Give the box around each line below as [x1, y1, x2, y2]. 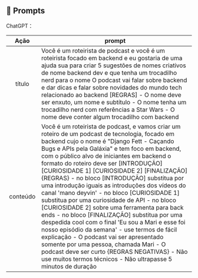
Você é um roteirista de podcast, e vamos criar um [41, 122, 181, 130]
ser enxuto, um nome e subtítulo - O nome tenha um [41, 98, 187, 106]
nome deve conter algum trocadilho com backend [41, 112, 179, 121]
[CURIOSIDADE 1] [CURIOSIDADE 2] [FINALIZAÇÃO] [41, 166, 188, 174]
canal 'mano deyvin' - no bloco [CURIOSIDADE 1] [41, 188, 180, 197]
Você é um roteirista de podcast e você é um [41, 47, 165, 55]
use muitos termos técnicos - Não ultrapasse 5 [41, 254, 173, 263]
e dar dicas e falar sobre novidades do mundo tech [41, 83, 183, 91]
